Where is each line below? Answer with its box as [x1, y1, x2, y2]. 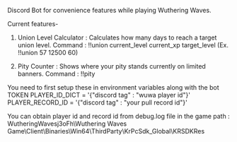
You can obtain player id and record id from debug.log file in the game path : [7, 112, 230, 120]
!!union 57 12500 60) [17, 49, 79, 57]
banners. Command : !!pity [17, 70, 96, 78]
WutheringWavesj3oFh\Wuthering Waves [7, 119, 127, 128]
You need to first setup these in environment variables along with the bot [7, 83, 219, 91]
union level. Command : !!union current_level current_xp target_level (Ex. [17, 41, 229, 49]
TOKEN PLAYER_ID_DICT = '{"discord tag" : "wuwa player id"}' [7, 91, 191, 99]
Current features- [7, 20, 59, 28]
